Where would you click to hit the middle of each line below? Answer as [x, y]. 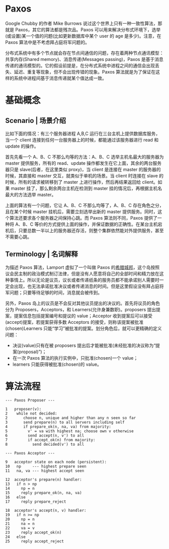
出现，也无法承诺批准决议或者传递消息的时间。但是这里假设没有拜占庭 [87, 286]
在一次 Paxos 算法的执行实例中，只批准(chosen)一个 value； [75, 358]
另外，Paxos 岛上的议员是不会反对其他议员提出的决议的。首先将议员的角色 [82, 303]
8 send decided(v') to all [45, 444]
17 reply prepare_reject [36, 502]
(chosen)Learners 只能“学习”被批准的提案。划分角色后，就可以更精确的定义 [83, 328]
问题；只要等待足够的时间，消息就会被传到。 [56, 292]
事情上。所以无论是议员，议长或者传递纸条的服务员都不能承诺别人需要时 [84, 280]
